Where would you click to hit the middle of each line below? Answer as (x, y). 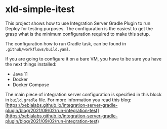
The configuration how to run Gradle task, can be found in (66, 43)
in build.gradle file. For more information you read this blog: (68, 100)
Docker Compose (31, 85)
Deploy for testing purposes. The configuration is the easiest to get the (79, 28)
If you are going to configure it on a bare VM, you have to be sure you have (83, 58)
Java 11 (20, 74)
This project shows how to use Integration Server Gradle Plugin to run (78, 23)
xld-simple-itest (40, 9)
